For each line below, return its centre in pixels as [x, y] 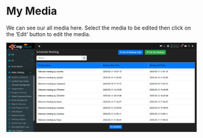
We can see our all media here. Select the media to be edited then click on [99, 28]
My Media [32, 11]
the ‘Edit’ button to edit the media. [48, 34]
